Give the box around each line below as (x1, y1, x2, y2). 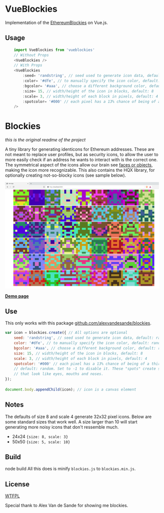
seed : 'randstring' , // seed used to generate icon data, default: (14, 335, 154, 341)
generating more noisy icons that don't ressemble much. (5, 424, 119, 430)
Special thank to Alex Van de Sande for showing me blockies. (5, 503, 128, 509)
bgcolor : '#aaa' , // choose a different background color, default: (14, 346, 156, 350)
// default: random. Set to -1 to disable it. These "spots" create (14, 366, 156, 372)
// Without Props (14, 52, 49, 57)
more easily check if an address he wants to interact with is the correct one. (5, 157, 158, 163)
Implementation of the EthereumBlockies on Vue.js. (5, 20, 108, 25)
